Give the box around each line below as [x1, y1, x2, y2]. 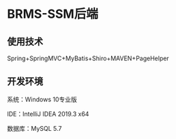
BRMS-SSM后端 [7, 6, 99, 22]
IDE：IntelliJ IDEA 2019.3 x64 [7, 110, 89, 118]
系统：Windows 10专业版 [7, 95, 77, 103]
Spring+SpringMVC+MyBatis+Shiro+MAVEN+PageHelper [7, 54, 169, 62]
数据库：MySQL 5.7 [7, 124, 62, 132]
